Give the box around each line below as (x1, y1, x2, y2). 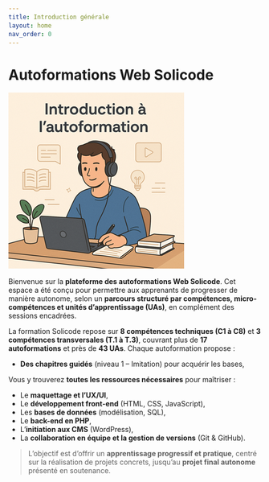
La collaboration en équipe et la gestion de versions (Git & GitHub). (19, 433, 247, 443)
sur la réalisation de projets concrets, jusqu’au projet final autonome (27, 457, 255, 467)
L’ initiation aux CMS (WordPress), (19, 425, 134, 435)
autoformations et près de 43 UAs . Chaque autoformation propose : (8, 344, 235, 353)
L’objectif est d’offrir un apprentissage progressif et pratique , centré (27, 449, 258, 459)
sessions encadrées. (8, 311, 77, 321)
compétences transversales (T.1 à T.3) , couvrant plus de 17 (8, 335, 208, 345)
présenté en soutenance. (27, 466, 111, 476)
